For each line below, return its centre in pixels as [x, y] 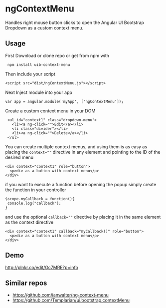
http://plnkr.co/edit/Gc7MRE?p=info [42, 267]
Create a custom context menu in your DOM [50, 111]
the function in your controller [36, 190]
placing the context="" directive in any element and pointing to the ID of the [83, 152]
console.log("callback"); [34, 203]
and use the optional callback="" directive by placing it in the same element [83, 217]
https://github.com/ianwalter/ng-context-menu [60, 295]
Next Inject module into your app [39, 92]
